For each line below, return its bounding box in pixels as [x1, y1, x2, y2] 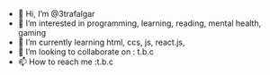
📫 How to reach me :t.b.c [17, 56, 114, 67]
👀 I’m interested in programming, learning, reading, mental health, [17, 18, 262, 29]
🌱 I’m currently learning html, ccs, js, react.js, [17, 37, 186, 47]
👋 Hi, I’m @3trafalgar [17, 9, 95, 19]
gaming [17, 28, 47, 37]
